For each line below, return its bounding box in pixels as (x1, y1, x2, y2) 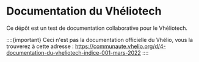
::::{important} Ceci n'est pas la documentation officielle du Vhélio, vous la (6, 36, 194, 43)
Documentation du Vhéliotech (6, 4, 162, 18)
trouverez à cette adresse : (6, 43, 74, 50)
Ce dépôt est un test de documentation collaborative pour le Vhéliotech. (6, 24, 188, 32)
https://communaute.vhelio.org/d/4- (75, 43, 166, 50)
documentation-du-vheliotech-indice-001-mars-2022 (6, 49, 142, 56)
